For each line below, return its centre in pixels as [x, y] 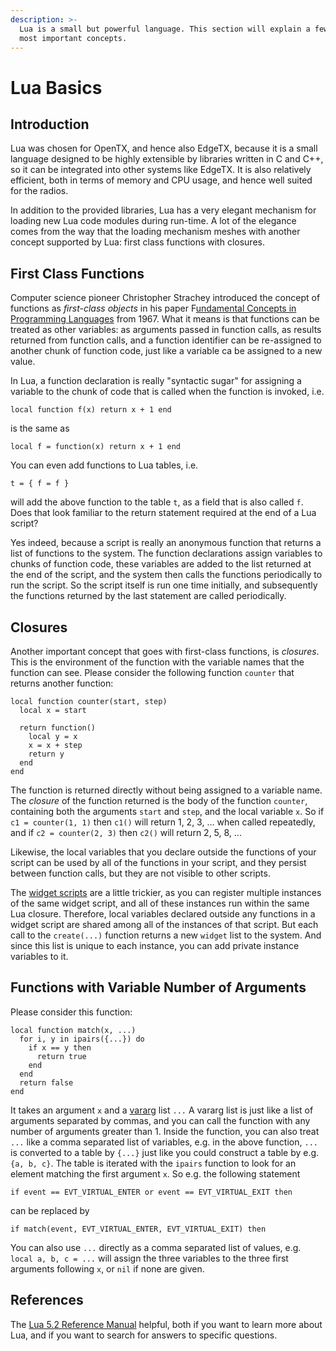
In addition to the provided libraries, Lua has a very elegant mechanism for [163, 210]
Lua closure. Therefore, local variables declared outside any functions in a [163, 914]
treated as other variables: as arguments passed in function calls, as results [166, 330]
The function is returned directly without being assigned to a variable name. [166, 790]
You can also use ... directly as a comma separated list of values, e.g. [156, 1247]
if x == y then [60, 1047]
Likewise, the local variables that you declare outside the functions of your [163, 852]
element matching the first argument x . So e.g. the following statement [155, 1173]
